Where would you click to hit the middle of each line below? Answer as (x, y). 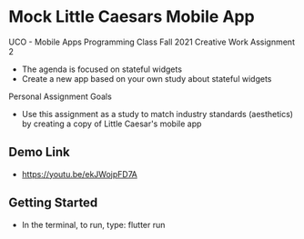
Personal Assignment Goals (61, 96)
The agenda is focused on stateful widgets (102, 69)
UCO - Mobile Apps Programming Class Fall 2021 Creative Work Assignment (152, 42)
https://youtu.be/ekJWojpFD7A (79, 174)
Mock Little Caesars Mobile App (132, 17)
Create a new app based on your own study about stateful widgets (147, 78)
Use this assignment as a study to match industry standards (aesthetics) (157, 114)
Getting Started (53, 203)
